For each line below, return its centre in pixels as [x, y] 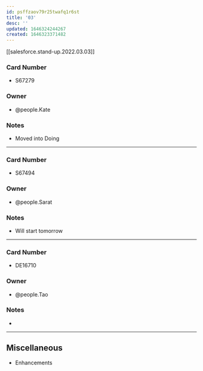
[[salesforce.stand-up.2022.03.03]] [50, 52]
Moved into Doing [37, 139]
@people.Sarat [34, 202]
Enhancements [34, 363]
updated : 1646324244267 [36, 29]
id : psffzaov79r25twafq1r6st [43, 12]
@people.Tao [31, 294]
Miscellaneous [34, 348]
